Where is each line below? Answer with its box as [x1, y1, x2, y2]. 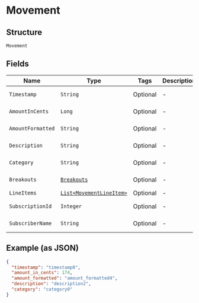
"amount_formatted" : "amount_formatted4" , [11, 275, 118, 282]
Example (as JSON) [6, 243, 79, 253]
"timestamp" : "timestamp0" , [11, 264, 81, 270]
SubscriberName [9, 220, 52, 227]
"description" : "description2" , [11, 281, 92, 287]
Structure [6, 27, 43, 37]
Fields [6, 59, 30, 69]
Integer [60, 203, 82, 209]
